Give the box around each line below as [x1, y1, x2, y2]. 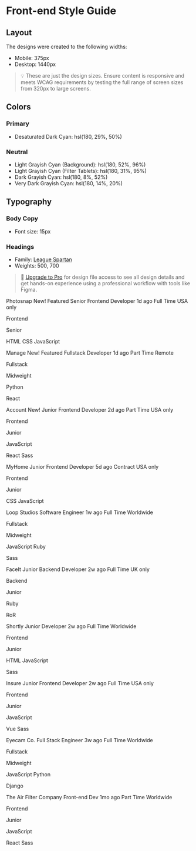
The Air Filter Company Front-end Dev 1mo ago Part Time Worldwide [6, 793, 173, 800]
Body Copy [6, 215, 39, 223]
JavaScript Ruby [6, 543, 46, 550]
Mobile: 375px [14, 55, 49, 61]
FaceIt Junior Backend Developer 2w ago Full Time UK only [6, 566, 150, 573]
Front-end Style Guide [6, 4, 116, 18]
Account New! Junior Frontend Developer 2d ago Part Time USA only [6, 406, 174, 413]
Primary [6, 119, 29, 128]
